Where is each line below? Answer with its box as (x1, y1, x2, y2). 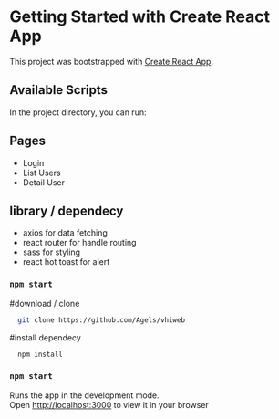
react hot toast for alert (22, 257, 110, 267)
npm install (17, 350, 64, 359)
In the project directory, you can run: (9, 107, 147, 118)
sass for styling (22, 246, 80, 257)
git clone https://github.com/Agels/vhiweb (17, 315, 185, 325)
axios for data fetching (22, 227, 108, 238)
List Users (22, 167, 61, 178)
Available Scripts (9, 82, 108, 98)
